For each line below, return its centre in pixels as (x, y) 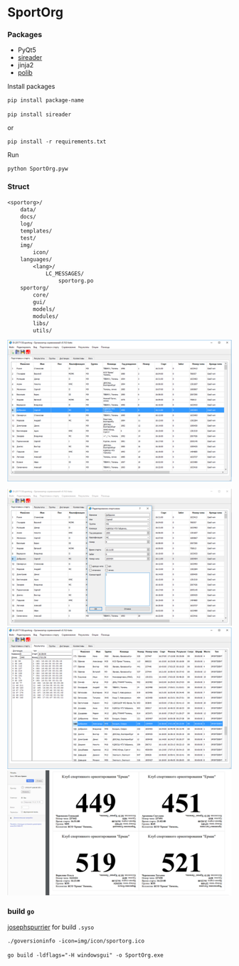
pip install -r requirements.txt (57, 142)
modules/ (46, 316)
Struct (18, 187)
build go (21, 911)
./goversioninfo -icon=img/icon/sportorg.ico (76, 941)
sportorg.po (76, 281)
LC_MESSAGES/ (64, 274)
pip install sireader (39, 115)
